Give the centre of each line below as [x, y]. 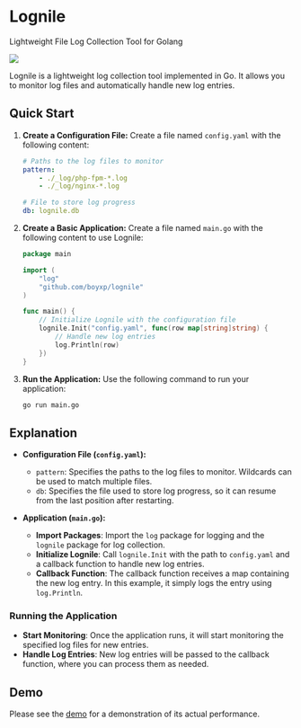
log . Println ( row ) [87, 345]
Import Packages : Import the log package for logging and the [150, 536]
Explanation [44, 433]
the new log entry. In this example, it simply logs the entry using [154, 583]
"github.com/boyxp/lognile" [91, 287]
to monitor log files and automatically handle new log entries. [122, 85]
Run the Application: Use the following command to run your [136, 378]
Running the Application [63, 616]
